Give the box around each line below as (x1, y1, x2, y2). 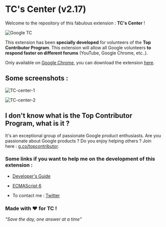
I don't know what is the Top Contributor (5, 111, 133, 120)
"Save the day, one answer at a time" (5, 216, 82, 223)
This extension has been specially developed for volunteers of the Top (5, 39, 151, 45)
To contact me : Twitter (12, 192, 60, 198)
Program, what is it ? (5, 119, 70, 128)
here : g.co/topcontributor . (5, 143, 60, 149)
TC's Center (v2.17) (5, 3, 86, 15)
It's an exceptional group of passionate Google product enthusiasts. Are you (5, 132, 162, 138)
